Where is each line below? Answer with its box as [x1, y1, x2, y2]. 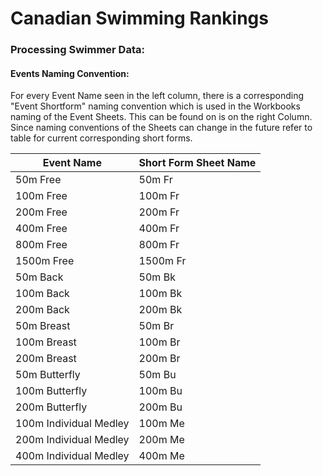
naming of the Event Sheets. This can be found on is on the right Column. [10, 111, 313, 123]
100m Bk [138, 287, 183, 301]
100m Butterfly [15, 384, 88, 398]
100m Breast [15, 335, 77, 349]
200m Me [138, 433, 185, 447]
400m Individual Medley [15, 449, 130, 463]
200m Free [15, 205, 68, 219]
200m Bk [138, 303, 183, 317]
